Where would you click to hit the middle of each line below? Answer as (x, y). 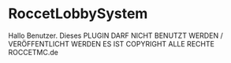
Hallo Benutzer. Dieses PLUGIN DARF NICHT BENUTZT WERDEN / (115, 35)
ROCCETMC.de (34, 52)
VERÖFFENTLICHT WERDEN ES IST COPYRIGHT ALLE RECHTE (112, 43)
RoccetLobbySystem (78, 14)
